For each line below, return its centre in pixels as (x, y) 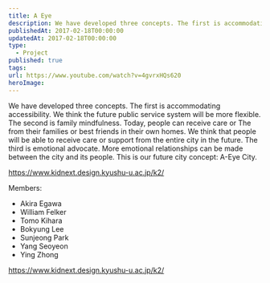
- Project (32, 53)
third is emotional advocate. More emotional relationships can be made (126, 148)
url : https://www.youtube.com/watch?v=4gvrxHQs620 (95, 75)
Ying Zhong (39, 254)
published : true (35, 61)
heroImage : (27, 83)
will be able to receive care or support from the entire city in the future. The (133, 139)
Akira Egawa (41, 203)
